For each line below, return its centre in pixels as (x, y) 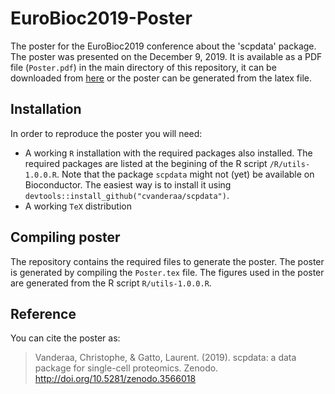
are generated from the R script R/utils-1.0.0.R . (111, 283)
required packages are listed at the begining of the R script (146, 163)
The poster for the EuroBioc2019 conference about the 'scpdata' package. (163, 46)
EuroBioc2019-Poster (101, 18)
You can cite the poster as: (65, 338)
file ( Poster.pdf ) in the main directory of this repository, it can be (143, 67)
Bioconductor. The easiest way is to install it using (128, 184)
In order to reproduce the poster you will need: (106, 133)
